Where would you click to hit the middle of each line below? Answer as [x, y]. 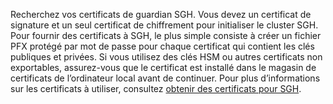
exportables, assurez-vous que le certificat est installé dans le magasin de [163, 67]
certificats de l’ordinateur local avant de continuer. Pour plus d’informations [165, 78]
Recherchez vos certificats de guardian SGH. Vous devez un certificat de [161, 14]
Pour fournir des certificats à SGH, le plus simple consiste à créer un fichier [166, 35]
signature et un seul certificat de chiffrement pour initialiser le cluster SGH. [164, 25]
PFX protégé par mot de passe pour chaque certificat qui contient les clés [162, 46]
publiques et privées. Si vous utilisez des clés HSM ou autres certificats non [166, 57]
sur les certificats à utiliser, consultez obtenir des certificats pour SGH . [156, 88]
